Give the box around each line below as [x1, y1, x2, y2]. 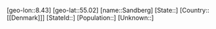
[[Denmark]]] [6, 13, 45, 22]
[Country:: [179, 6, 210, 14]
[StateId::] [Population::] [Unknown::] [46, 13, 154, 22]
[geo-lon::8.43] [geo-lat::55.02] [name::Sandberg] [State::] [6, 6, 178, 14]
